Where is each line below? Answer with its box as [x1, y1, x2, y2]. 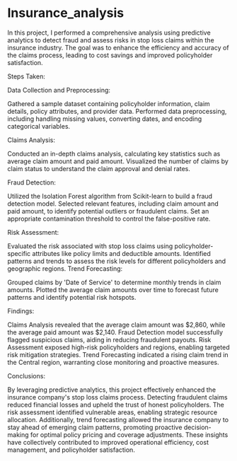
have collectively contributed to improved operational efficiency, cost [7, 438, 209, 446]
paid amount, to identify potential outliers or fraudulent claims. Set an [7, 206, 209, 215]
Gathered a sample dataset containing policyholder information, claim [7, 99, 210, 107]
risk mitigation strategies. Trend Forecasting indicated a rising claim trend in [7, 350, 229, 358]
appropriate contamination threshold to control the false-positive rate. [7, 214, 211, 223]
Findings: [7, 306, 35, 315]
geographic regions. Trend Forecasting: [7, 264, 123, 273]
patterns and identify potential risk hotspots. [7, 293, 137, 301]
